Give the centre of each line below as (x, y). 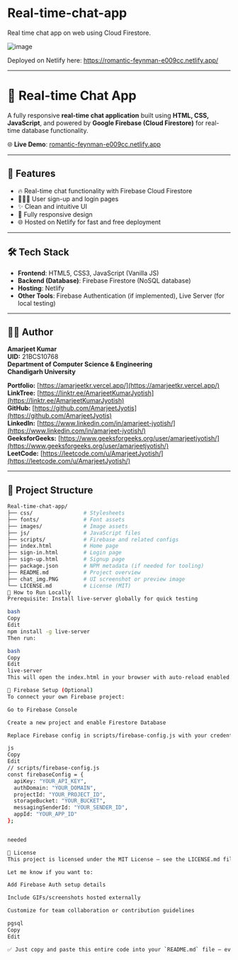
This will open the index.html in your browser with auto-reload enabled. (120, 678)
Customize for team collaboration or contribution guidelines (101, 911)
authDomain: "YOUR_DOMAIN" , (55, 788)
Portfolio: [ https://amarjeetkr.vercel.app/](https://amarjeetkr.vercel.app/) (113, 386)
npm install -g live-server (49, 631)
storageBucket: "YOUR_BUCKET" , (60, 801)
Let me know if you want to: (50, 872)
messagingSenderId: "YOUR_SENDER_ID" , (71, 808)
